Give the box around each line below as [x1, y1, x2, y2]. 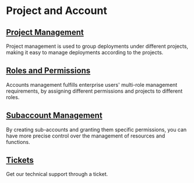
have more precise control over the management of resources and [6, 132, 165, 139]
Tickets [6, 156, 34, 166]
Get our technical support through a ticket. [6, 171, 108, 178]
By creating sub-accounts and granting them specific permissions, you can [6, 126, 187, 133]
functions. [6, 138, 30, 145]
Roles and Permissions [6, 66, 91, 76]
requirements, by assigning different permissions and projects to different [6, 87, 183, 94]
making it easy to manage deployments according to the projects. [6, 49, 164, 56]
